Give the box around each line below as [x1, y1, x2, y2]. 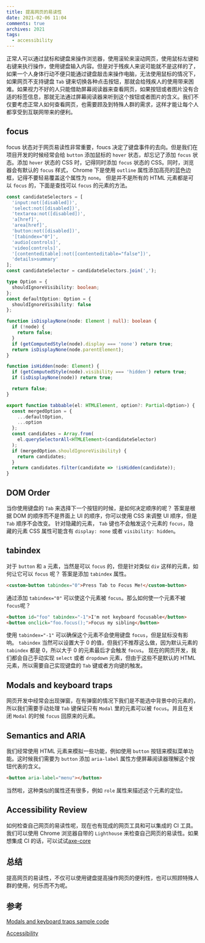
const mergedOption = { [12, 408, 72, 414]
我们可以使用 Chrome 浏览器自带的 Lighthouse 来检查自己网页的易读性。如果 [6, 829, 199, 837]
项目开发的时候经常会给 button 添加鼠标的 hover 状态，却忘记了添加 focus [6, 151, 192, 158]
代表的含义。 [11, 763, 44, 770]
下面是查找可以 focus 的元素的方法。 [38, 182, 131, 189]
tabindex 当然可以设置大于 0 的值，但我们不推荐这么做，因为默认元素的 [18, 639, 198, 647]
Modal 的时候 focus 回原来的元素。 [13, 713, 99, 720]
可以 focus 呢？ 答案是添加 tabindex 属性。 [22, 570, 130, 578]
